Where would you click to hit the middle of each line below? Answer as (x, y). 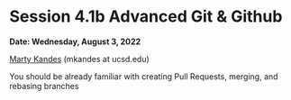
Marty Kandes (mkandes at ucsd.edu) (80, 59)
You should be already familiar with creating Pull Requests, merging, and (144, 76)
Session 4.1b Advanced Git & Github (146, 17)
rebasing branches (44, 86)
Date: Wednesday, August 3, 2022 (75, 41)
